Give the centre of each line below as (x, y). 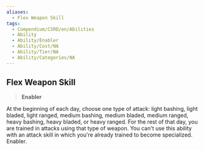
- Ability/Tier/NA (36, 52)
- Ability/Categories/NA (43, 58)
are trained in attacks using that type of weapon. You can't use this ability (99, 129)
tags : (13, 23)
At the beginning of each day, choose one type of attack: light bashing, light (102, 109)
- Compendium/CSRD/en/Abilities (53, 29)
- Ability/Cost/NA (36, 47)
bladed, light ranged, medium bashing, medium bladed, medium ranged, (97, 115)
